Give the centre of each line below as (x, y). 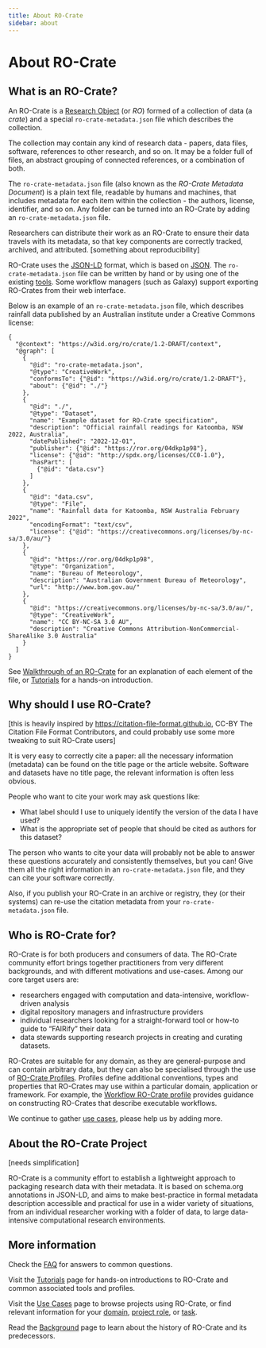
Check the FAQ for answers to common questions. (91, 1264)
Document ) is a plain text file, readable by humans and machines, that (122, 192)
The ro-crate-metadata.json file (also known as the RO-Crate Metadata (126, 183)
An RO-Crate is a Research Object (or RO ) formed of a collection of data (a (130, 110)
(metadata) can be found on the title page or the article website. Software (129, 765)
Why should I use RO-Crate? (80, 705)
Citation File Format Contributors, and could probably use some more (122, 732)
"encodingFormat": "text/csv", (81, 525)
